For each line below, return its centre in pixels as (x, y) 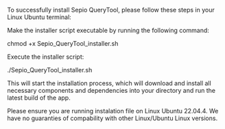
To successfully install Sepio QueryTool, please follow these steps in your (111, 10)
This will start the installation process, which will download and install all (109, 83)
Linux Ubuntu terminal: (39, 17)
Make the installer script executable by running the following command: (108, 30)
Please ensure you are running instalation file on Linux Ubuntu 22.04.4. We (113, 111)
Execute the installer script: (46, 57)
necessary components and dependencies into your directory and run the (111, 90)
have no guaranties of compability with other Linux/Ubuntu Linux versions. (113, 118)
